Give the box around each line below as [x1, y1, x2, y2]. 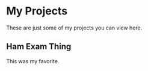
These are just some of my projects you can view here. [6, 24, 143, 31]
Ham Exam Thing [6, 42, 72, 52]
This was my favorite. [6, 57, 60, 64]
